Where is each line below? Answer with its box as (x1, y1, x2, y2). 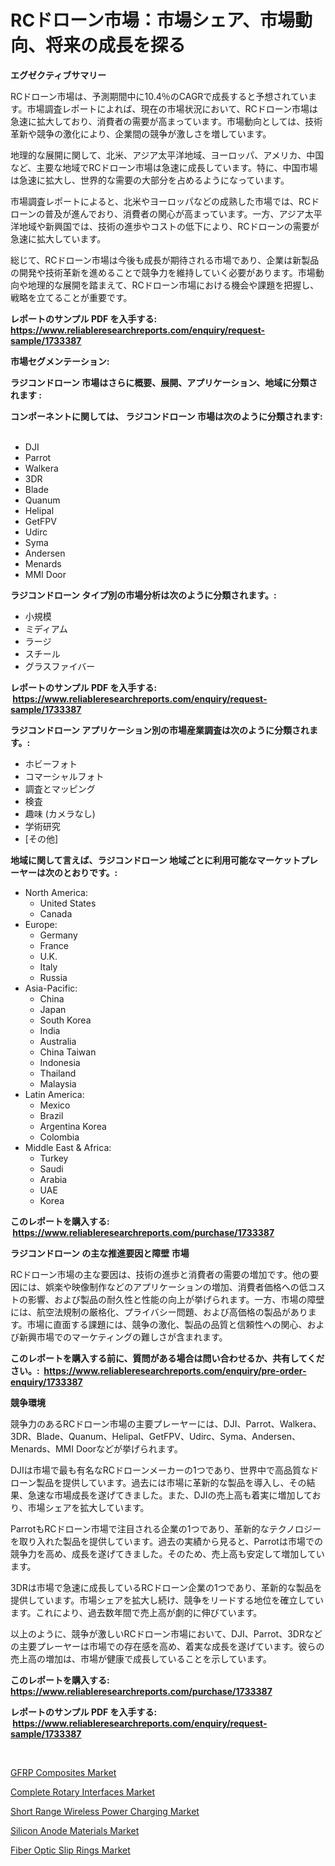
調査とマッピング (24, 782, 96, 795)
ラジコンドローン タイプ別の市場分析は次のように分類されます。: (10, 589, 277, 601)
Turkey (39, 1152, 69, 1164)
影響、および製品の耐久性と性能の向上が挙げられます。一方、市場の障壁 (27, 1293, 325, 1305)
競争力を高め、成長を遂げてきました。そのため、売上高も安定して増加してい (10, 1547, 325, 1560)
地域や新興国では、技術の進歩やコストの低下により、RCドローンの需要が (18, 220, 320, 232)
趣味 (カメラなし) (24, 807, 96, 820)
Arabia (39, 1173, 68, 1185)
